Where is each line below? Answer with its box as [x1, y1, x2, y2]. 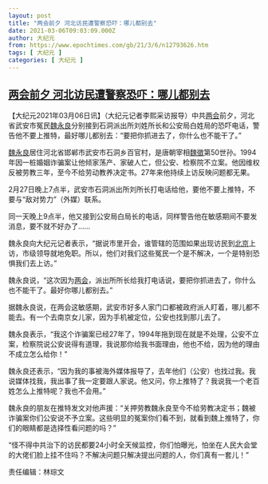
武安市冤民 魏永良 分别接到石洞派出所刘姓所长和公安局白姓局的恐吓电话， [14, 121, 253, 130]
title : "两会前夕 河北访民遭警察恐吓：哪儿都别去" [8, 19, 157, 27]
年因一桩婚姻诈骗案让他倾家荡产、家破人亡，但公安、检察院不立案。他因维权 [8, 157, 260, 167]
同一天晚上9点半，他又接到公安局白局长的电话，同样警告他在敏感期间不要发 [8, 211, 258, 220]
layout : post [8, 11, 52, 20]
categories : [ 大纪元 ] [8, 57, 84, 65]
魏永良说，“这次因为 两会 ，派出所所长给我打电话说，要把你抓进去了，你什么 [8, 275, 257, 284]
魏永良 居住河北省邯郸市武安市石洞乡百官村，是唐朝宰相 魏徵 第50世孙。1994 [8, 147, 257, 157]
